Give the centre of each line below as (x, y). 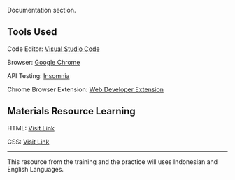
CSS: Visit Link (28, 142)
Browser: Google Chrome (44, 62)
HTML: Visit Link (31, 128)
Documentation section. (42, 10)
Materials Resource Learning (71, 111)
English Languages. (36, 169)
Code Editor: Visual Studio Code (54, 49)
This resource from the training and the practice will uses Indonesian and (113, 162)
